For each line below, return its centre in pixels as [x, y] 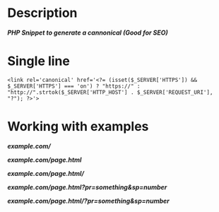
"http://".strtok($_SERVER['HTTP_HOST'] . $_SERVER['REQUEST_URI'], [110, 92]
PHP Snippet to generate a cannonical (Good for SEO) [88, 33]
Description [42, 13]
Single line [39, 61]
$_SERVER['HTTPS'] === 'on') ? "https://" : [74, 86]
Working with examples [78, 127]
